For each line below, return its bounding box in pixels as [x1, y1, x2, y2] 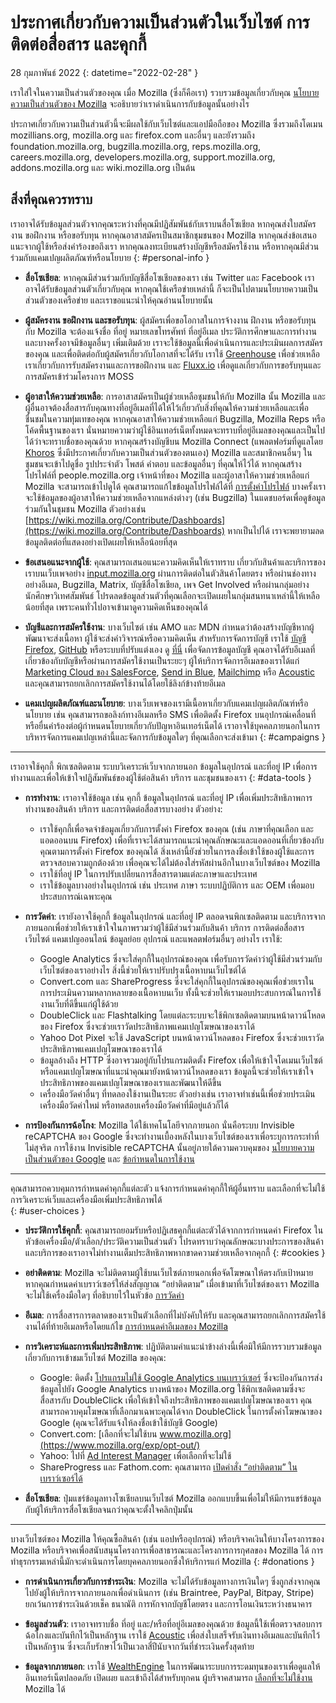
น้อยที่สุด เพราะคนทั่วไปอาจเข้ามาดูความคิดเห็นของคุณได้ [24, 601, 208, 613]
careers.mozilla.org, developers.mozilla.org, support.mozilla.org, [10, 151, 276, 163]
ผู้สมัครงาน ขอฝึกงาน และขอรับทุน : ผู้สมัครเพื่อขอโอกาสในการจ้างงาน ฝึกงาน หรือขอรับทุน [24, 314, 317, 326]
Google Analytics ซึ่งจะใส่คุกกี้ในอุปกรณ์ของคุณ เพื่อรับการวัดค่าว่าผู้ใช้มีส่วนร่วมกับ [39, 952, 323, 965]
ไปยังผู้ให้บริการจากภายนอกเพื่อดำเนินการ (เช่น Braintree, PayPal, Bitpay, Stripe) [24, 1586, 315, 1598]
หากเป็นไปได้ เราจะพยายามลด [227, 524, 325, 536]
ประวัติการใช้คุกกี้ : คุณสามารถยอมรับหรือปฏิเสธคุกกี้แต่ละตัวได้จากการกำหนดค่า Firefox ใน [24, 1224, 324, 1236]
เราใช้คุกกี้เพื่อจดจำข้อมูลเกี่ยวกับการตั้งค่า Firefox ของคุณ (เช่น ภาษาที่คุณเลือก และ [39, 822, 314, 835]
